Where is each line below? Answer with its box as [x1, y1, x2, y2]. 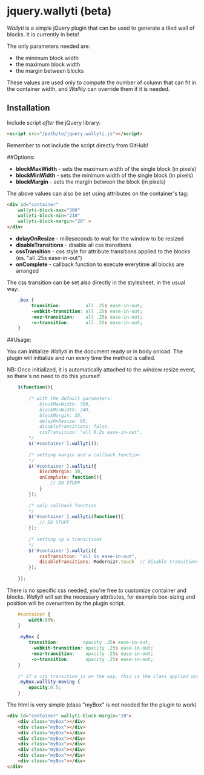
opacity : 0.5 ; [28, 685, 62, 691]
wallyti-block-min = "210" [18, 213, 81, 219]
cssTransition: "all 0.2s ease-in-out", [39, 429, 143, 436]
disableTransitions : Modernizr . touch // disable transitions [39, 559, 200, 565]
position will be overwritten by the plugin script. [7, 599, 126, 607]
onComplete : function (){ [39, 474, 102, 481]
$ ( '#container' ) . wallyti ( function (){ [28, 514, 123, 520]
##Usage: [7, 336, 32, 344]
